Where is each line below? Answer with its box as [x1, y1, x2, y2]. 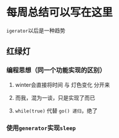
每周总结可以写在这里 [6, 5, 114, 19]
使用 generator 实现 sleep [6, 123, 76, 132]
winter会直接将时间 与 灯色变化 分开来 [15, 81, 110, 88]
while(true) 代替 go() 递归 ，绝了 [15, 107, 98, 114]
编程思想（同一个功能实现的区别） [6, 66, 106, 75]
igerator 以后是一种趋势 [6, 27, 66, 34]
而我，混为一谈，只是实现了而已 [15, 94, 95, 101]
